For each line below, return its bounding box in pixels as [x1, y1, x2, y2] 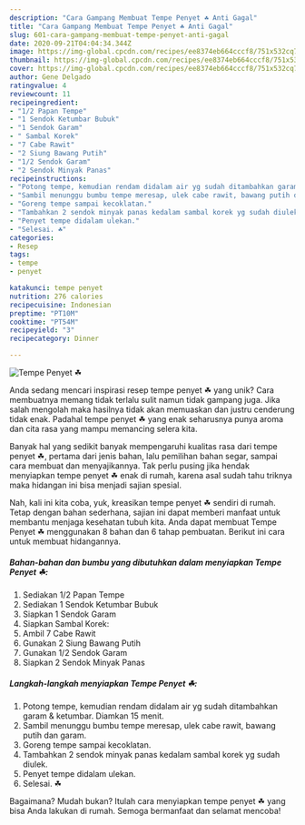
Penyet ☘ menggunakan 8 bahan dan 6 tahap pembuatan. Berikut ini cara [9, 527, 286, 537]
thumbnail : [9, 55, 51, 65]
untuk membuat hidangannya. [9, 536, 121, 547]
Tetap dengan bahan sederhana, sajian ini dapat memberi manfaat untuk [9, 507, 281, 518]
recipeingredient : [9, 97, 79, 107]
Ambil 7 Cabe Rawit [22, 628, 96, 639]
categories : [9, 233, 54, 242]
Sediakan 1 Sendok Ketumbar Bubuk [22, 599, 159, 609]
